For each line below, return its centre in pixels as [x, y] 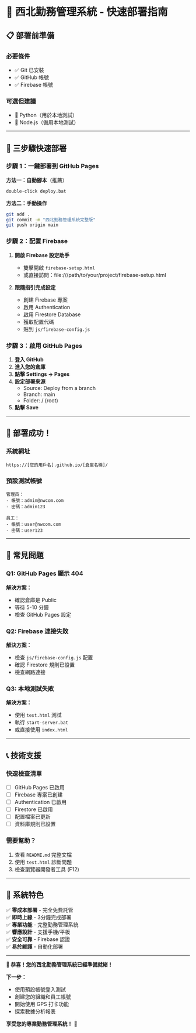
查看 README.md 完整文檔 [43, 854]
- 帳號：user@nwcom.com [34, 524]
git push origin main [32, 225]
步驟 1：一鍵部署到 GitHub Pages [52, 166]
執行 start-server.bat [41, 722]
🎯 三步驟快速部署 [36, 148]
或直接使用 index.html [41, 730]
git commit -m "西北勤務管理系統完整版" [51, 220]
